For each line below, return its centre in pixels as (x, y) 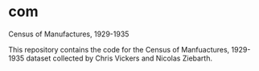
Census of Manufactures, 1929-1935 (69, 34)
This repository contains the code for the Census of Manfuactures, (119, 49)
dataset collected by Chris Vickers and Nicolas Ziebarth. (119, 58)
